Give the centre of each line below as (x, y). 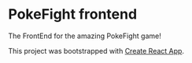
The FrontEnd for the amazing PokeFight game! (85, 36)
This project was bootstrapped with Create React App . (96, 51)
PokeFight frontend (73, 14)
